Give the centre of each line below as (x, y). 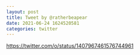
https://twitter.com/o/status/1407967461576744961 (70, 46)
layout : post (23, 12)
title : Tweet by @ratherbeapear (47, 18)
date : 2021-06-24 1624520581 (43, 23)
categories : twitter (32, 29)
